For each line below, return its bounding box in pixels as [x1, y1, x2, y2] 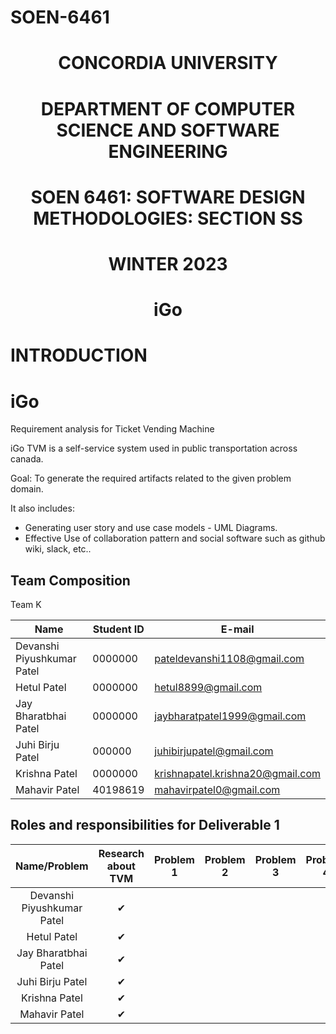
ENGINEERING [108, 140, 228, 163]
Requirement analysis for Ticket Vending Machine [10, 423, 215, 435]
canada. [10, 453, 44, 465]
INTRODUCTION [10, 344, 148, 367]
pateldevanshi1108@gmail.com [154, 652, 305, 666]
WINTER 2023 [108, 252, 228, 275]
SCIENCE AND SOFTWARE [56, 119, 280, 141]
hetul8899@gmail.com [154, 681, 263, 695]
